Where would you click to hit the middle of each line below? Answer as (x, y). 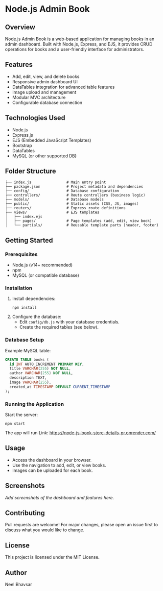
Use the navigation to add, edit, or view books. (59, 465)
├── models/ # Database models (55, 199)
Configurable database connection (47, 102)
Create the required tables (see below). (59, 327)
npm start (15, 424)
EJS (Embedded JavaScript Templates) (52, 140)
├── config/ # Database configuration (62, 191)
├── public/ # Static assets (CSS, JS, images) (72, 204)
